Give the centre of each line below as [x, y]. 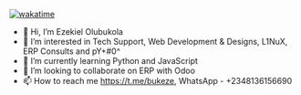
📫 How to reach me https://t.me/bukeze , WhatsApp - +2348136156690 [157, 81]
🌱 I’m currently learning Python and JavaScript [110, 61]
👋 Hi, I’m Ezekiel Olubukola [73, 32]
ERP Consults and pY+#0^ [72, 51]
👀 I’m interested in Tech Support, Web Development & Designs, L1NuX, [155, 42]
